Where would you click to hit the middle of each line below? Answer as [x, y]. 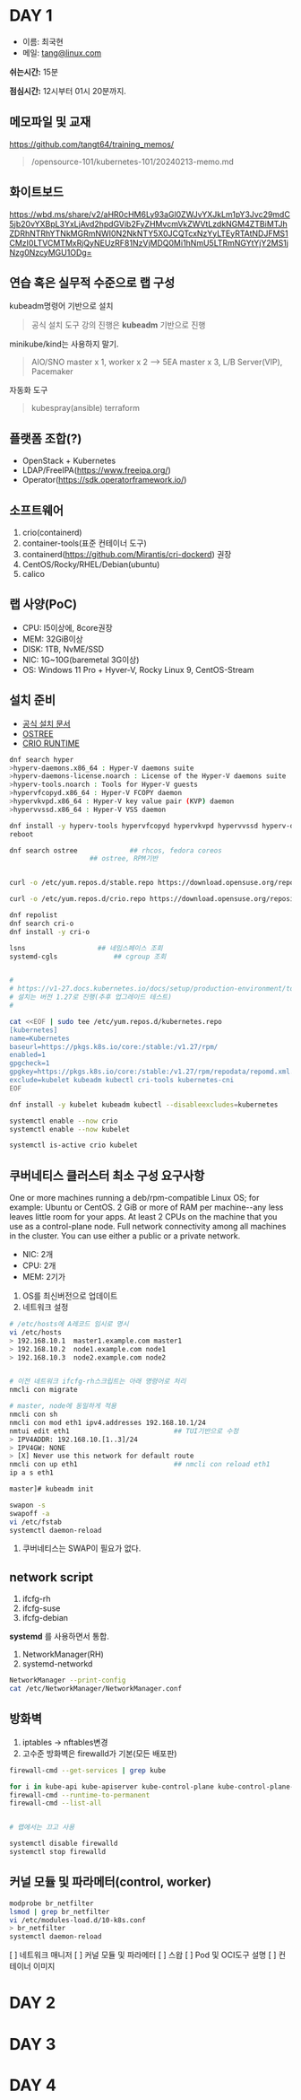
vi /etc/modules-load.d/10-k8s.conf [77, 1920]
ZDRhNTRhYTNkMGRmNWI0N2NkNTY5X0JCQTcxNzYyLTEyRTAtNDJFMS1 [149, 233]
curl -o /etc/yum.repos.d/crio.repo [77, 899]
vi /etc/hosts [36, 1332]
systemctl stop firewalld [57, 1852]
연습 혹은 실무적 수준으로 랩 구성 [92, 282]
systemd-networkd [57, 1664]
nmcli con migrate [43, 1390]
